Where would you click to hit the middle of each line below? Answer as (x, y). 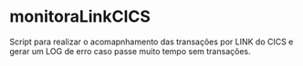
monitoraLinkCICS (80, 17)
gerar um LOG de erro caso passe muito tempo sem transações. (130, 51)
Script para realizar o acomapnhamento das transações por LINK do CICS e (151, 42)
